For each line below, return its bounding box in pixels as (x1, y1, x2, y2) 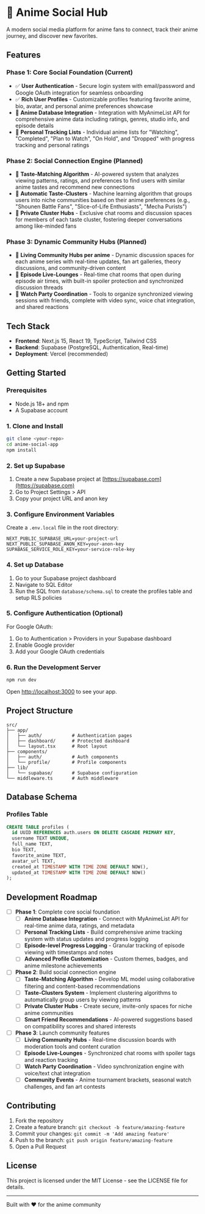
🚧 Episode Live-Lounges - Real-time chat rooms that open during (15, 271, 181, 278)
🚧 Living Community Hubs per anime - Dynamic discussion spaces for (15, 252, 194, 259)
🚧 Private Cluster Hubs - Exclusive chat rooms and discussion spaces (15, 209, 192, 216)
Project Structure (6, 705, 73, 716)
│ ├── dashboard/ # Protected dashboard (6, 738, 130, 744)
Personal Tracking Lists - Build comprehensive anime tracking (24, 928, 182, 936)
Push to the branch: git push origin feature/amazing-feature (15, 1136, 173, 1144)
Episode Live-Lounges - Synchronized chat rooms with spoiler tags (24, 1049, 196, 1056)
